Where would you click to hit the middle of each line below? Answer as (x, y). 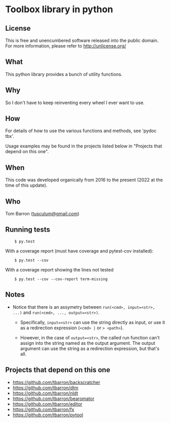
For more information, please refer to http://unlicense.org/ (66, 46)
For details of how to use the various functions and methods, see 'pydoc (81, 131)
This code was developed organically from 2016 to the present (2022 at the (84, 180)
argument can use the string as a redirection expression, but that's (90, 349)
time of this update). (26, 185)
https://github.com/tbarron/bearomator (54, 399)
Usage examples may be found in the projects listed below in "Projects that (84, 146)
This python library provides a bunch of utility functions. (64, 74)
